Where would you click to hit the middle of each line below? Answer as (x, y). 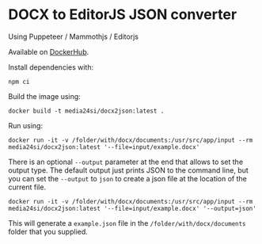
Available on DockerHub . (49, 51)
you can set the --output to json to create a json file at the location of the (128, 178)
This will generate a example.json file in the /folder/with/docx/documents (127, 223)
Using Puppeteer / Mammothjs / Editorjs (73, 36)
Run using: (26, 125)
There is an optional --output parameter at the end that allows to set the (126, 162)
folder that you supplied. (48, 231)
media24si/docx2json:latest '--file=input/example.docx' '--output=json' (133, 208)
